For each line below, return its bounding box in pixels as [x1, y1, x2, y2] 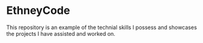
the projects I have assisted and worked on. [6, 30, 115, 37]
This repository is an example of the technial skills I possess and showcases [6, 24, 198, 31]
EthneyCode [6, 4, 71, 18]
